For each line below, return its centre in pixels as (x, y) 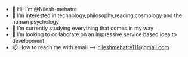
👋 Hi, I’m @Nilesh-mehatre (44, 9)
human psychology (36, 22)
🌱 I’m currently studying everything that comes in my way (83, 28)
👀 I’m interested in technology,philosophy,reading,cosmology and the (97, 15)
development (28, 41)
